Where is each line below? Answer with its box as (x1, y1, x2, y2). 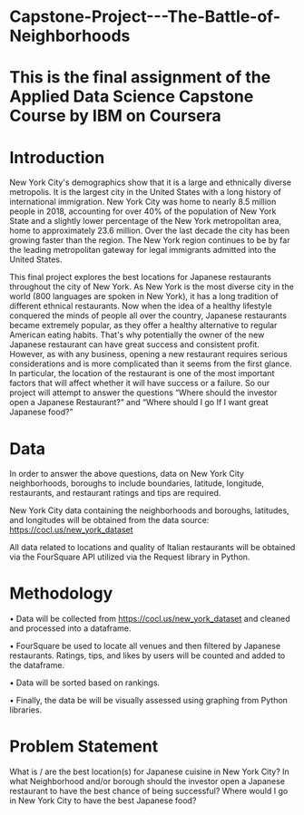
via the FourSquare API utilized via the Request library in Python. (9, 551, 250, 563)
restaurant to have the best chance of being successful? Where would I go (9, 786, 289, 797)
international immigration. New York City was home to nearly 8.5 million (9, 197, 277, 208)
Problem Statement (9, 736, 159, 757)
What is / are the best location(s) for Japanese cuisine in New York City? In (9, 766, 290, 777)
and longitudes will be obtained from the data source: (9, 515, 210, 526)
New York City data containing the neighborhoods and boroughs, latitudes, (9, 505, 289, 516)
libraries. (9, 704, 43, 715)
